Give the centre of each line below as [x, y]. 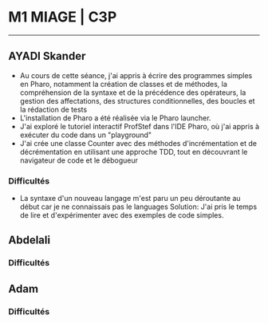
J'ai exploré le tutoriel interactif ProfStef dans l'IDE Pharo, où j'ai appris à [140, 126]
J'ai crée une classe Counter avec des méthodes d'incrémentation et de [138, 143]
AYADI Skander [47, 56]
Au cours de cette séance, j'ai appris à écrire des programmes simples [136, 75]
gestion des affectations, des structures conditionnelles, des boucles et [137, 100]
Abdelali [29, 240]
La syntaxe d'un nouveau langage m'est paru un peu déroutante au [130, 199]
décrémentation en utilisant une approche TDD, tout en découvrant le [134, 152]
